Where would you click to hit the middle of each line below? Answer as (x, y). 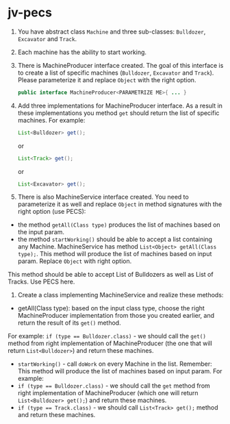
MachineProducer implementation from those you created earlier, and (116, 316)
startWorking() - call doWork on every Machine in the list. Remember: (115, 364)
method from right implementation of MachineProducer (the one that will (110, 343)
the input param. (41, 232)
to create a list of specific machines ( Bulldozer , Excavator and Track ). (116, 73)
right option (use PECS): (52, 212)
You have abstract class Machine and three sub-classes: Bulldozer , (112, 32)
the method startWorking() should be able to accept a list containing (115, 239)
